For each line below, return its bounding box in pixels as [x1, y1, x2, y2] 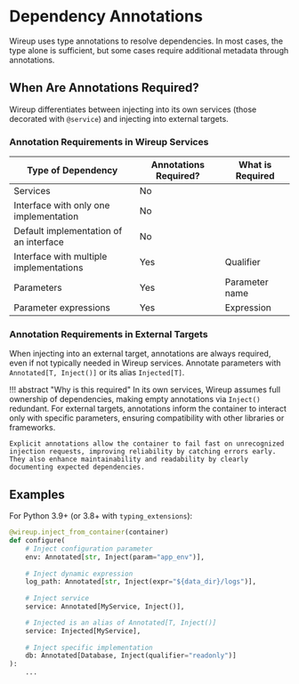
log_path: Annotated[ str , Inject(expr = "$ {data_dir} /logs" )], [25, 577, 256, 586]
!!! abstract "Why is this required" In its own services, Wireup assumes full [9, 384, 281, 395]
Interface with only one [13, 199, 110, 212]
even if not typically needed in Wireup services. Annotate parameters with [9, 358, 282, 368]
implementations [13, 262, 84, 274]
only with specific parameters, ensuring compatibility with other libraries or [9, 413, 285, 423]
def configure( [9, 536, 66, 545]
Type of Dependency [26, 165, 118, 177]
